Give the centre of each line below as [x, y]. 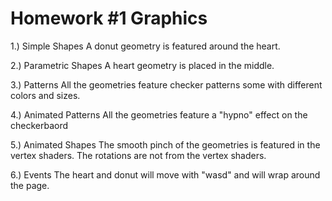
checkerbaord [39, 125]
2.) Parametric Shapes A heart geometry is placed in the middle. [142, 65]
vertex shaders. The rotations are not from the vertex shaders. [138, 155]
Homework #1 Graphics [109, 18]
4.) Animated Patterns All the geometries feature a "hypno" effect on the [159, 114]
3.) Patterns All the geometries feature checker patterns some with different [166, 84]
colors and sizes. [45, 95]
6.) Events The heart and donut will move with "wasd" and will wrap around [165, 174]
